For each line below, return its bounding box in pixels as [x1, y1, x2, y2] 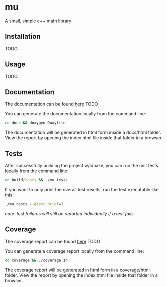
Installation [5, 32, 41, 41]
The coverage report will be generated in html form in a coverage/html [5, 267, 150, 273]
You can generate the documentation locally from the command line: [5, 111, 146, 117]
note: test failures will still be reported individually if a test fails [5, 210, 134, 216]
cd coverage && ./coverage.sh [5, 258, 68, 263]
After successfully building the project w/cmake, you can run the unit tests [5, 163, 158, 169]
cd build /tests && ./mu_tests [5, 178, 68, 183]
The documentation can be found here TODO [5, 101, 98, 107]
